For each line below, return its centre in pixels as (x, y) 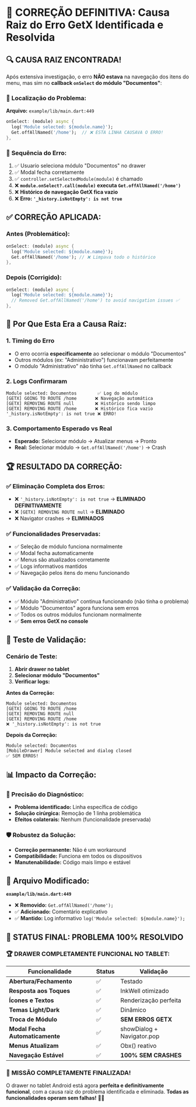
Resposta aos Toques (40, 991)
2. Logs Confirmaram (37, 381)
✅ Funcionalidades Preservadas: (53, 534)
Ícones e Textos (32, 1000)
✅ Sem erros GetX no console (51, 621)
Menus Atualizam (34, 1046)
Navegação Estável (36, 1055)
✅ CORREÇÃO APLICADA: (54, 217)
